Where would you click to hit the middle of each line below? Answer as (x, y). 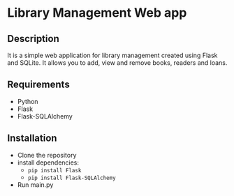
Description (33, 39)
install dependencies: (48, 163)
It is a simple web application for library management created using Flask (112, 55)
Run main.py (35, 184)
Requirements (38, 85)
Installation (32, 138)
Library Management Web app (97, 13)
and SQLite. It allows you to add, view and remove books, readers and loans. (117, 63)
